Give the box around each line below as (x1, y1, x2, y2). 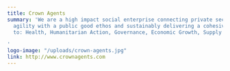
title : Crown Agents (7, 9, 66, 17)
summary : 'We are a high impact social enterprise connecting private (7, 16, 213, 23)
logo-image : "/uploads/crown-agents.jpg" (7, 47, 127, 54)
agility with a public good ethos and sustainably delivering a (13, 22, 201, 29)
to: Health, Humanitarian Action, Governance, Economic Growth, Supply (13, 28, 222, 36)
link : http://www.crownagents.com (7, 53, 106, 61)
